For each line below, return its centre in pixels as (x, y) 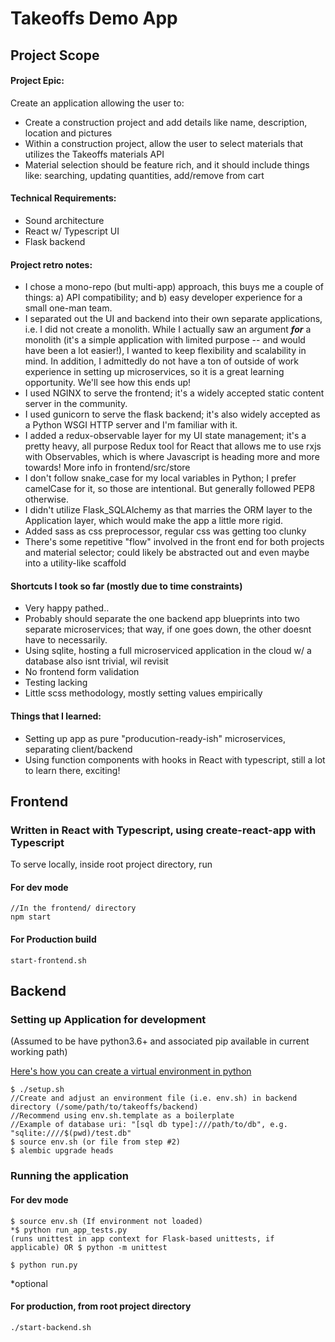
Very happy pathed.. (67, 608)
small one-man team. (68, 308)
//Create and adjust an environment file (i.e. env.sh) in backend (154, 1098)
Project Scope (55, 55)
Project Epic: (37, 81)
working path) (39, 1052)
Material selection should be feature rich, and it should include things (167, 164)
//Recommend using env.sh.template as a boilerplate (122, 1116)
